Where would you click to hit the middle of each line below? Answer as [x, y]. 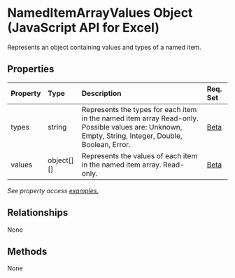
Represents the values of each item [140, 155]
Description [101, 93]
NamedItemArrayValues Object [100, 13]
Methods [27, 251]
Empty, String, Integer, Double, [132, 136]
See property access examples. [53, 190]
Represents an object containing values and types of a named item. [104, 47]
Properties [31, 69]
